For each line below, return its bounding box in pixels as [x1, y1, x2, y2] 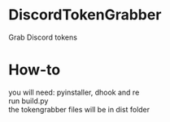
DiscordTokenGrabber [8, 6, 162, 24]
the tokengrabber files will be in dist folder [8, 104, 150, 114]
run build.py [8, 95, 49, 106]
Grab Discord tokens [8, 32, 77, 42]
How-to [8, 61, 61, 79]
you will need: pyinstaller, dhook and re [8, 87, 140, 97]
